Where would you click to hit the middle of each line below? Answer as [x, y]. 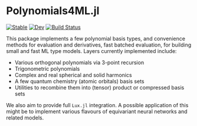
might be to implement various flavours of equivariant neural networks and [97, 111]
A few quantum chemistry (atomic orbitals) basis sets [79, 81]
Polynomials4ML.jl [53, 11]
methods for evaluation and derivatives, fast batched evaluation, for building [99, 45]
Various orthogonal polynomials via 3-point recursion [79, 62]
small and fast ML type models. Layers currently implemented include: [91, 51]
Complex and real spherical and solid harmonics [73, 75]
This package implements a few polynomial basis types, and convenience [96, 38]
